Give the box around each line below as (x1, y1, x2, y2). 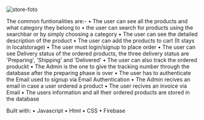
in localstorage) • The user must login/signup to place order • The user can (6, 43, 196, 51)
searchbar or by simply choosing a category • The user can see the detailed (6, 30, 198, 38)
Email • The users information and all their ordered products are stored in (6, 89, 190, 96)
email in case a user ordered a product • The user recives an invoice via (6, 82, 188, 90)
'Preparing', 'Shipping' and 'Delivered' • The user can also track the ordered (6, 57, 198, 63)
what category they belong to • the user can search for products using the (6, 24, 194, 31)
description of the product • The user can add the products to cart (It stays (6, 37, 195, 44)
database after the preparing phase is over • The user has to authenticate (6, 69, 191, 76)
